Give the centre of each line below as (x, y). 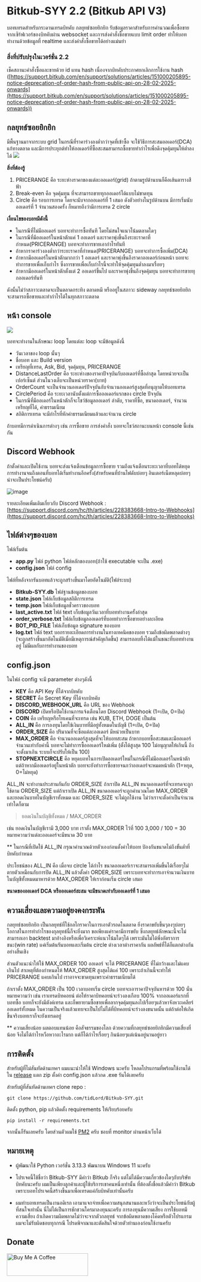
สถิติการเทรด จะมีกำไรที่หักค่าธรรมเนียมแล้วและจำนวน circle (76, 413)
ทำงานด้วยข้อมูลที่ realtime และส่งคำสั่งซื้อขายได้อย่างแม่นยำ (66, 41)
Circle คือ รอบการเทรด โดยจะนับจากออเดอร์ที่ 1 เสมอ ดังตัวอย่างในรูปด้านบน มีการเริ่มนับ (104, 200)
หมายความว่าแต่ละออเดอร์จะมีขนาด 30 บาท (50, 835)
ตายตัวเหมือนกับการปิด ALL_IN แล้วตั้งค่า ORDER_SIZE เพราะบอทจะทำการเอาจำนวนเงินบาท (101, 872)
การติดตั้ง (20, 1054)
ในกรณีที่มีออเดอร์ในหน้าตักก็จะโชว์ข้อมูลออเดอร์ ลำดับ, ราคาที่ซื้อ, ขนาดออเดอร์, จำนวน (101, 400)
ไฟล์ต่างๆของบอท (32, 535)
